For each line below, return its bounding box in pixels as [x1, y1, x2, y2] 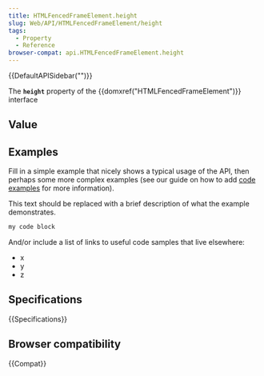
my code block [8, 223, 56, 231]
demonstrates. [8, 207, 56, 217]
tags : [8, 26, 26, 34]
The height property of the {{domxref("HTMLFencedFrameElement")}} [8, 86, 242, 96]
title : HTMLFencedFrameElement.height [8, 11, 138, 20]
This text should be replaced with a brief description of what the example [8, 199, 250, 209]
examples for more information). [8, 183, 114, 193]
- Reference [15, 42, 56, 50]
